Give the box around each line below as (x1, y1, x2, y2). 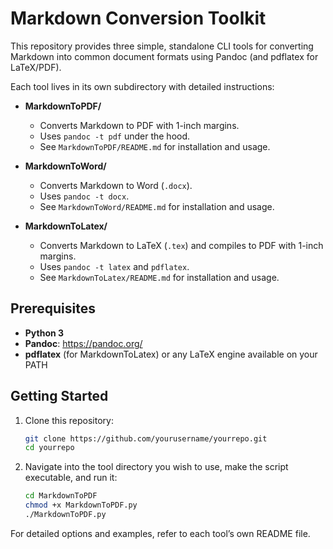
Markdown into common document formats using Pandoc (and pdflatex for (10, 50, 319, 62)
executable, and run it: (24, 472, 118, 484)
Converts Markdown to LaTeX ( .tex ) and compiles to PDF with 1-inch (39, 239, 324, 251)
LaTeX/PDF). (10, 61, 62, 73)
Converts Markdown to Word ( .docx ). (39, 179, 193, 191)
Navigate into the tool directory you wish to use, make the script (24, 461, 289, 473)
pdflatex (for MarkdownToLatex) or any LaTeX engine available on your (24, 348, 318, 360)
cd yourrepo (24, 443, 75, 453)
